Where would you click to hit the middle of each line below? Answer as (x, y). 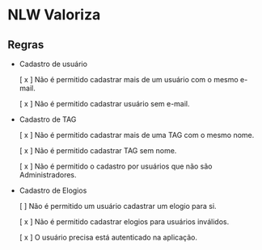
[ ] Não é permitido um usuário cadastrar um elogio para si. (118, 206)
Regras (26, 45)
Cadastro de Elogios (53, 190)
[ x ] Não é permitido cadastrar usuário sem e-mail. (105, 104)
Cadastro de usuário (53, 64)
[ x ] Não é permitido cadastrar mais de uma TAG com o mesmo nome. (137, 135)
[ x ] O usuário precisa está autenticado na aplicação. (108, 237)
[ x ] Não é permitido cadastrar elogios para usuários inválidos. (124, 222)
